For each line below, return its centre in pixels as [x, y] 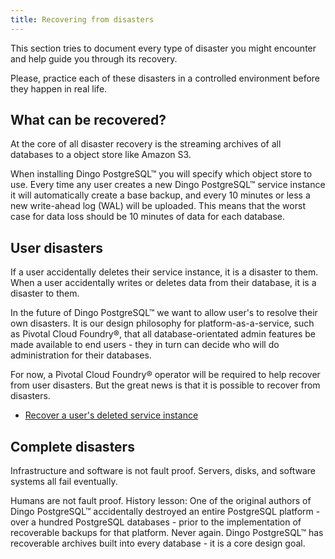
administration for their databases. [81, 355]
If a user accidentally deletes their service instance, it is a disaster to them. [164, 272]
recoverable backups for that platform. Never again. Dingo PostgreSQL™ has [167, 533]
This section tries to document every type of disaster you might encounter [163, 48]
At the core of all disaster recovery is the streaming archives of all [146, 144]
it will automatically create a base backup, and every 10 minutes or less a [160, 195]
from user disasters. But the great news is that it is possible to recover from [165, 385]
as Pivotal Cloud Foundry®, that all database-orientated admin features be [163, 334]
